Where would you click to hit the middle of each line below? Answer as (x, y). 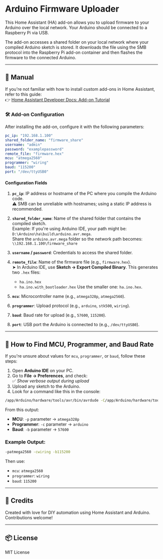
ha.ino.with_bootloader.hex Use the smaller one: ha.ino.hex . (81, 287)
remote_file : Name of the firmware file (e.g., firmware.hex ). (72, 262)
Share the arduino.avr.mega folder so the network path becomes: (77, 239)
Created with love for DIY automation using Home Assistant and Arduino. (78, 512)
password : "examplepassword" (34, 149)
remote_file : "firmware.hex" (34, 154)
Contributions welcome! (29, 517)
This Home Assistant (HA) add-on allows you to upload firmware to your (77, 22)
